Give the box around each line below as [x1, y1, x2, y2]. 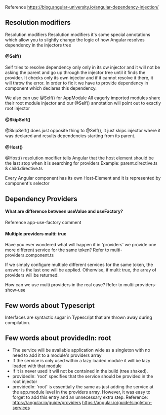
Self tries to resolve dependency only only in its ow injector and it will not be [5, 64, 161, 71]
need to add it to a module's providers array [12, 352, 102, 358]
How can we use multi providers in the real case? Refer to [5, 282, 123, 288]
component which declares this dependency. [5, 85, 97, 91]
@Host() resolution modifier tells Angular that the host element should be [5, 155, 154, 161]
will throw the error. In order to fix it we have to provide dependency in [5, 80, 148, 86]
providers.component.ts [5, 252, 54, 258]
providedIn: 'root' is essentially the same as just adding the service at [12, 383, 154, 389]
